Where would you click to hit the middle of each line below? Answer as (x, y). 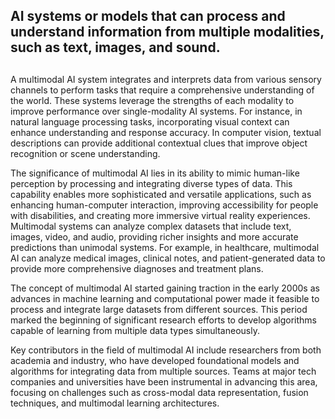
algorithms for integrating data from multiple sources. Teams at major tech (163, 371)
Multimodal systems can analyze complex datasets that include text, (151, 226)
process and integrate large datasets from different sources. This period (159, 309)
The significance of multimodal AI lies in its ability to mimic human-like (155, 173)
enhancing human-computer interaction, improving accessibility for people (164, 205)
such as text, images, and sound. (115, 47)
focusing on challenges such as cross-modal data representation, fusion (159, 392)
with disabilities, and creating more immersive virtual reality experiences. (160, 215)
